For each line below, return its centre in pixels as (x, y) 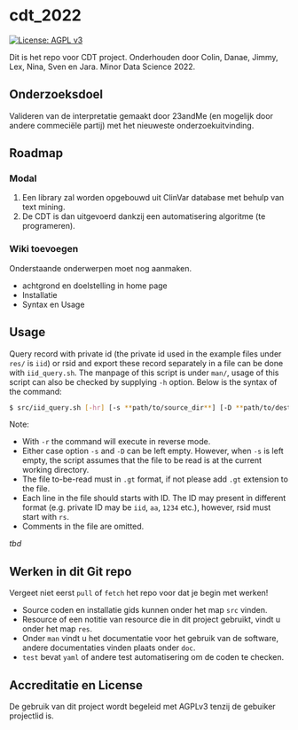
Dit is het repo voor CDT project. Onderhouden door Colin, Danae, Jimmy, (144, 57)
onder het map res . (57, 629)
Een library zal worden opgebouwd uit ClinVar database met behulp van (153, 198)
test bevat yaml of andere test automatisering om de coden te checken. (153, 657)
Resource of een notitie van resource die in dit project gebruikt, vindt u (151, 620)
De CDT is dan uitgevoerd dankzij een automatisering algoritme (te (144, 216)
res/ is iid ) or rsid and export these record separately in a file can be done (146, 363)
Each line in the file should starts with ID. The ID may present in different (154, 498)
